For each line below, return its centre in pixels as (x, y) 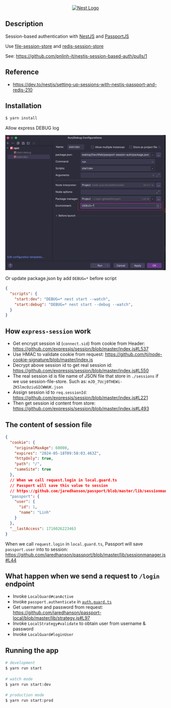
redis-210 (23, 90)
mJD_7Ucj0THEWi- (105, 382)
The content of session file (49, 425)
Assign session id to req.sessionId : (50, 392)
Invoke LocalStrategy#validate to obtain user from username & (79, 624)
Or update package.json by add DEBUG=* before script (61, 278)
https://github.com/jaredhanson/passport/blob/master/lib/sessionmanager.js (85, 555)
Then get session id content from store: (54, 403)
